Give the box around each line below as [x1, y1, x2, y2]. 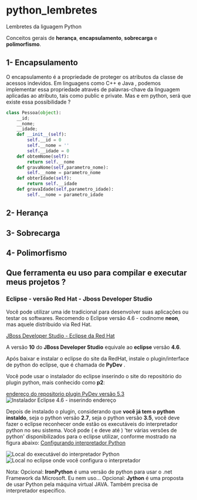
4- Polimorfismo [6, 248, 67, 258]
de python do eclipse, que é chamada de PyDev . [6, 361, 125, 368]
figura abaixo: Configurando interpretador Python [6, 439, 126, 446]
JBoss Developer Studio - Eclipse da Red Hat [6, 332, 116, 339]
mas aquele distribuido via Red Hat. [6, 321, 92, 328]
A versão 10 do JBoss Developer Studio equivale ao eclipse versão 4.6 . [6, 344, 181, 351]
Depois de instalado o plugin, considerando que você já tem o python [6, 408, 175, 415]
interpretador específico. [6, 486, 66, 494]
